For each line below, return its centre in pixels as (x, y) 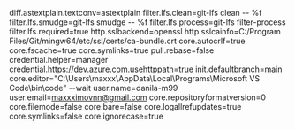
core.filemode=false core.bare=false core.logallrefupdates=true (125, 107)
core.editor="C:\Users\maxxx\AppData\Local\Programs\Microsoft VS (135, 78)
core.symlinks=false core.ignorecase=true (86, 116)
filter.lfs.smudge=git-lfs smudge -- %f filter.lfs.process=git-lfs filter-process (147, 22)
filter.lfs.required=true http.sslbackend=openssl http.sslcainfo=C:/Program (145, 31)
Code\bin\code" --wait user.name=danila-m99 (94, 88)
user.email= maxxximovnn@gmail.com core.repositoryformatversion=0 (138, 97)
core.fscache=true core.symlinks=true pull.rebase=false (112, 50)
